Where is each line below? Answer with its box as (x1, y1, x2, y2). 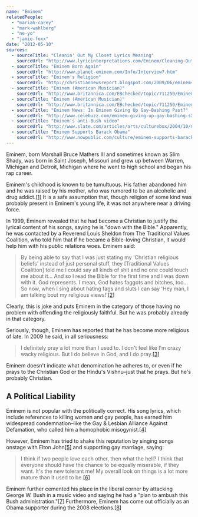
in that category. (6, 315, 46, 322)
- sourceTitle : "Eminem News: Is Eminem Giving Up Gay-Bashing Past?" (11, 107, 189, 113)
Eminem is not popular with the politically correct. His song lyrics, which (6, 407, 181, 414)
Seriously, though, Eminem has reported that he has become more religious (6, 326, 190, 333)
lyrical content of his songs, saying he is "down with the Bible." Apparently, (6, 223, 189, 230)
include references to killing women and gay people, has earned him (6, 413, 173, 420)
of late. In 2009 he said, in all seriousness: (6, 333, 109, 340)
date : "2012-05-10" (6, 42, 54, 48)
